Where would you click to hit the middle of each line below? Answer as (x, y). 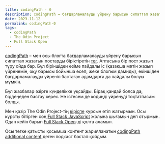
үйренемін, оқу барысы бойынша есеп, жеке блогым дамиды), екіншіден (82, 71)
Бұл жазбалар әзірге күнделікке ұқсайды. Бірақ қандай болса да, (74, 91)
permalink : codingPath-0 (30, 23)
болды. (13, 102)
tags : (11, 28)
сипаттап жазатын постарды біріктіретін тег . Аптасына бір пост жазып (79, 61)
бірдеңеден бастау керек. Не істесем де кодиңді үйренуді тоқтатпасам (80, 96)
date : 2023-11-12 (23, 19)
